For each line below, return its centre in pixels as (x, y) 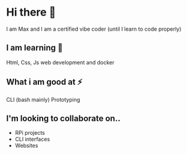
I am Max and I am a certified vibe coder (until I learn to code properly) (94, 29)
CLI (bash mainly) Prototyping (43, 99)
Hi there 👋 (31, 12)
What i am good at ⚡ (44, 82)
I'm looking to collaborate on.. (63, 118)
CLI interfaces (32, 139)
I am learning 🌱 (35, 48)
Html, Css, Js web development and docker (60, 62)
